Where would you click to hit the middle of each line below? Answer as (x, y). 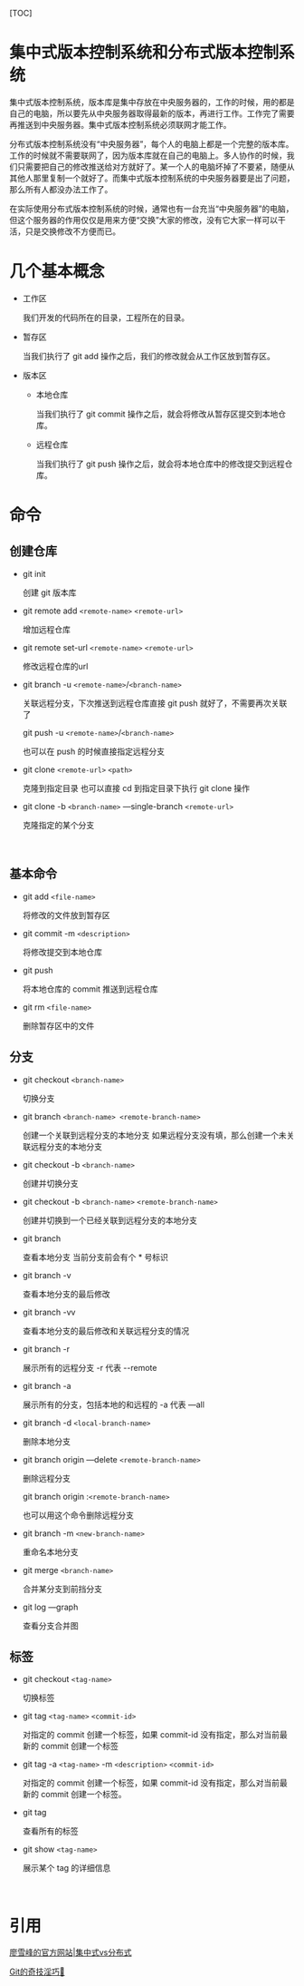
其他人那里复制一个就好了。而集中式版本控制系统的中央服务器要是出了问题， (152, 178)
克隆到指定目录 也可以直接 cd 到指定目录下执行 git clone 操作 (136, 788)
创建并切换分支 (50, 1183)
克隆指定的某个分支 (58, 825)
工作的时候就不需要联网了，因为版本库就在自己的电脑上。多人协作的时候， (148, 155)
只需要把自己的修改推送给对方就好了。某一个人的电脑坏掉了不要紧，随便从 (156, 166)
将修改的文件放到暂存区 (66, 915)
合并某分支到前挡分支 (62, 1589)
